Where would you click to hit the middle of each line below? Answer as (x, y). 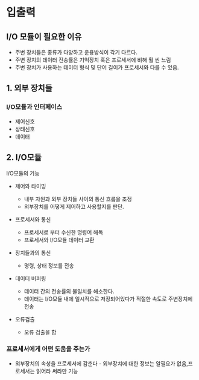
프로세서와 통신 (33, 219)
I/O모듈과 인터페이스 (34, 107)
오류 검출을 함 (40, 332)
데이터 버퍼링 (30, 278)
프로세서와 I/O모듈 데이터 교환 (59, 240)
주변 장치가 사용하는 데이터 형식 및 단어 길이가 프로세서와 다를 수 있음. (97, 67)
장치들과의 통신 (33, 252)
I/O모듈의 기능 (23, 173)
